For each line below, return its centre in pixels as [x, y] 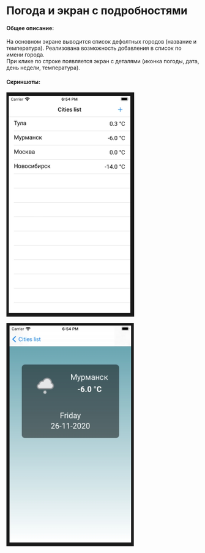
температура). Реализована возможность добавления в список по [94, 48]
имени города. [25, 55]
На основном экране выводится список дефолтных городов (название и [102, 42]
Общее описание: [30, 28]
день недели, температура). [43, 68]
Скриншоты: [24, 82]
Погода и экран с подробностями [97, 11]
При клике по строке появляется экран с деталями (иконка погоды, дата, [103, 61]
